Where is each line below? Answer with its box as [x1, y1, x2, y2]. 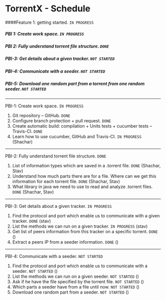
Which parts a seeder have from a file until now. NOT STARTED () [12, 284, 140, 290]
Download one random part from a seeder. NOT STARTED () [12, 289, 129, 295]
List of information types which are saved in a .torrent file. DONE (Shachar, [12, 163, 161, 169]
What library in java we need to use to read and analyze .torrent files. [12, 184, 153, 190]
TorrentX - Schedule [5, 3, 90, 14]
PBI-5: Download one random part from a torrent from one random [5, 81, 145, 87]
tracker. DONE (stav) [12, 218, 51, 224]
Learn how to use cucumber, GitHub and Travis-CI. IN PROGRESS [12, 134, 142, 140]
